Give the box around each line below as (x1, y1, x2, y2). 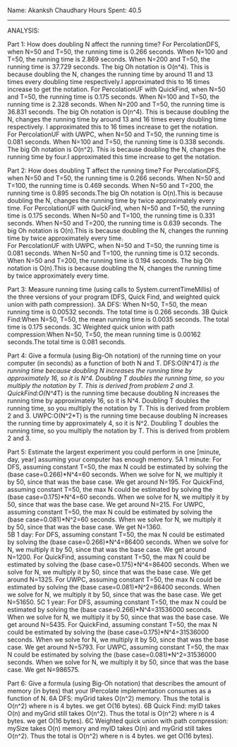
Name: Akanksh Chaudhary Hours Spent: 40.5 (7, 6, 142, 14)
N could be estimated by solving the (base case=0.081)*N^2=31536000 (7, 650, 217, 659)
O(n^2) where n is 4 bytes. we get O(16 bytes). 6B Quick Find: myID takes (7, 702, 221, 710)
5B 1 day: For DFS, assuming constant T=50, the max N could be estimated (7, 530, 225, 539)
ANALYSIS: (7, 26, 40, 35)
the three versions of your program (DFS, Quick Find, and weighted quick (7, 293, 221, 301)
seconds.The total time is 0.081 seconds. (7, 338, 126, 346)
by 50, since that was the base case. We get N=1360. (7, 523, 162, 531)
